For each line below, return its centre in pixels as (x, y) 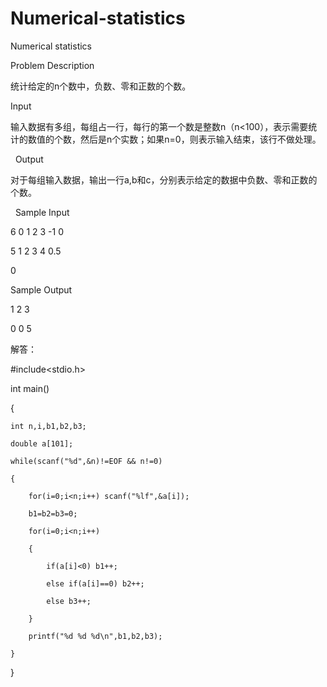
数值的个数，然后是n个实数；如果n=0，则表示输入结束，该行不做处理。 (174, 139)
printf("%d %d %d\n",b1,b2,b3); (95, 636)
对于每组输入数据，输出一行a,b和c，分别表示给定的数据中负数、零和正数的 (164, 179)
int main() (30, 388)
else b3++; (69, 601)
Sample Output (41, 289)
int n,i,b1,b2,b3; (48, 426)
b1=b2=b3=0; (53, 513)
